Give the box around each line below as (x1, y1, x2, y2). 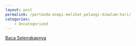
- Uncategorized (14, 21, 49, 26)
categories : (5, 16, 30, 21)
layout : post (5, 7, 33, 12)
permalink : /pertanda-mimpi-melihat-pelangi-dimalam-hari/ (5, 12, 131, 17)
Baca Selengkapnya (5, 35, 47, 41)
